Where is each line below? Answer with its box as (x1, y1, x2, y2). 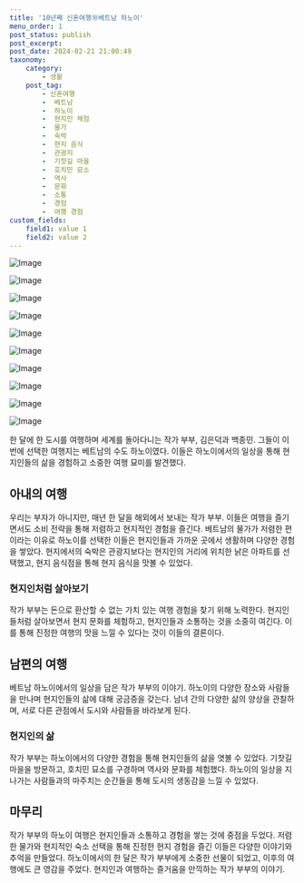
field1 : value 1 (25, 224, 88, 233)
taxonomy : (9, 55, 47, 64)
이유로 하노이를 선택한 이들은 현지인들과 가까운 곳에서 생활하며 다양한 (33, 535, 279, 545)
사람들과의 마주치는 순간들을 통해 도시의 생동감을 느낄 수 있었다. (33, 775, 259, 786)
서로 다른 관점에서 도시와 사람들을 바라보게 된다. (21, 705, 191, 716)
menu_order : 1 (9, 22, 64, 31)
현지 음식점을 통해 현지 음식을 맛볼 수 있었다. (35, 557, 193, 568)
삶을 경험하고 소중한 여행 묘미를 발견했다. (40, 457, 187, 468)
